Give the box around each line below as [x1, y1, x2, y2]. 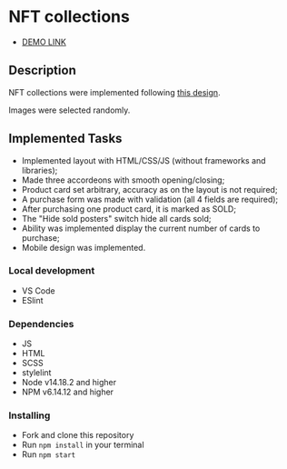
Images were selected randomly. [8, 105, 131, 115]
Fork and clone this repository [21, 430, 134, 441]
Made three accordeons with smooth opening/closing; [21, 175, 225, 185]
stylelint [21, 367, 52, 378]
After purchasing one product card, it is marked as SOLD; [21, 203, 237, 215]
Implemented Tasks [8, 131, 123, 146]
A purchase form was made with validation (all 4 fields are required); [21, 194, 279, 205]
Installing [8, 409, 51, 422]
